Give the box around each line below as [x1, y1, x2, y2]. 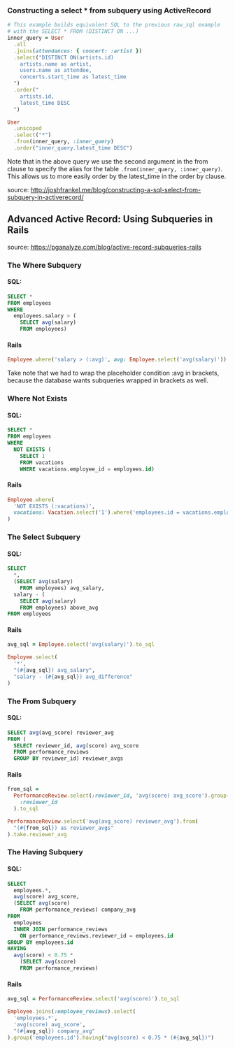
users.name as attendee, [20, 67, 92, 74]
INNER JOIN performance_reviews [13, 926, 108, 933]
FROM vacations [20, 459, 64, 466]
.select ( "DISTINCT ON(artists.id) [13, 54, 114, 61]
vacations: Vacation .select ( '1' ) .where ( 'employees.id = [13, 509, 180, 516]
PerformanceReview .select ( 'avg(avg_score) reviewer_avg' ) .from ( [7, 817, 199, 825]
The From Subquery [7, 696, 77, 706]
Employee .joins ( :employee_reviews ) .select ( [7, 1008, 136, 1015]
